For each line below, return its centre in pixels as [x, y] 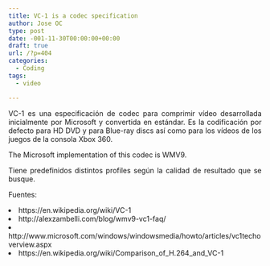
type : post [27, 31]
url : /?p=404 [30, 53]
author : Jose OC [35, 23]
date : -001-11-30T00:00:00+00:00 [64, 38]
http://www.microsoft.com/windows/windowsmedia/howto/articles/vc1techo [135, 235]
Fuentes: [23, 194]
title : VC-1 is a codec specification [73, 16]
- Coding [30, 69]
